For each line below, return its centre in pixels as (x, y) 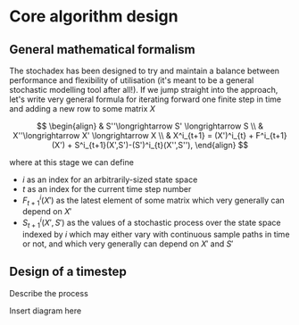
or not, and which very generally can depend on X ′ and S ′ (128, 244)
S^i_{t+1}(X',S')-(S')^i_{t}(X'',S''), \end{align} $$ (162, 145)
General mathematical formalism (102, 50)
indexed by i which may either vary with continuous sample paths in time (156, 234)
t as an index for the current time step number (107, 189)
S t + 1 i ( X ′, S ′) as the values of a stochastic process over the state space (151, 223)
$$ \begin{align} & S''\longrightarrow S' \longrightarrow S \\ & (150, 126)
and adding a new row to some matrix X (83, 108)
